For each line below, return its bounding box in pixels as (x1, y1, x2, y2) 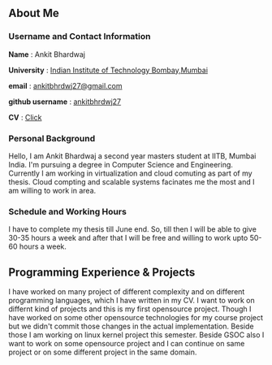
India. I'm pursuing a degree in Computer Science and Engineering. (8, 159, 234, 169)
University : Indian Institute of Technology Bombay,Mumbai (8, 65, 209, 75)
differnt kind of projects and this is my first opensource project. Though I (8, 304, 252, 314)
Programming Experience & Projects (8, 265, 196, 279)
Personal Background (8, 133, 96, 144)
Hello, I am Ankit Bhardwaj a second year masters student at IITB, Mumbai (8, 150, 257, 161)
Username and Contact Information (8, 31, 151, 42)
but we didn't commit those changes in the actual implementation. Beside (8, 321, 254, 332)
